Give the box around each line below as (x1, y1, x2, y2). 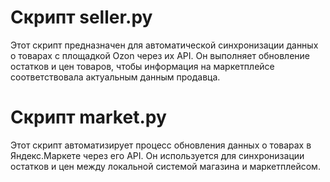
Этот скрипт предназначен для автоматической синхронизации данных (10, 39, 319, 51)
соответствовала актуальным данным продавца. (10, 71, 221, 83)
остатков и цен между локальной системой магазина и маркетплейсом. (10, 160, 321, 172)
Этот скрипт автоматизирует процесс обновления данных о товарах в (10, 139, 312, 151)
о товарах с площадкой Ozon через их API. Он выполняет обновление (10, 49, 310, 61)
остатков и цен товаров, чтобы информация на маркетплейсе (10, 60, 275, 72)
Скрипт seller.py (10, 6, 153, 29)
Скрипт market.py (10, 106, 167, 129)
